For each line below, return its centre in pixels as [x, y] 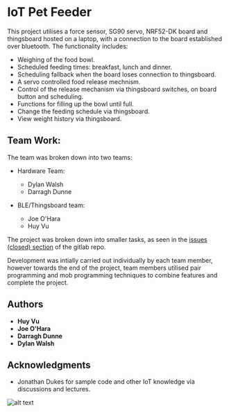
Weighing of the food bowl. [56, 59]
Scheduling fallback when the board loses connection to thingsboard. [117, 74]
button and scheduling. [50, 96]
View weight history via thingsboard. [69, 118]
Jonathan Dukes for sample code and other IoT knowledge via [106, 382]
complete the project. [38, 282]
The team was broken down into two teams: [70, 157]
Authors [25, 304]
